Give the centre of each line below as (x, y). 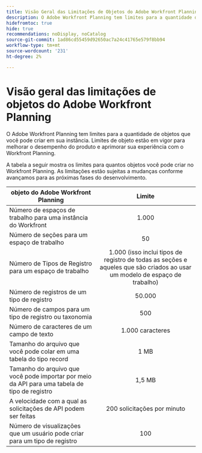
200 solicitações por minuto (145, 408)
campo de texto (32, 334)
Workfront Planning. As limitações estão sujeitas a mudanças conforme (95, 171)
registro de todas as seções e (145, 259)
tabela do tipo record (39, 359)
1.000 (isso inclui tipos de (145, 252)
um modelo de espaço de (145, 274)
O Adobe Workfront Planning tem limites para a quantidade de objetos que (98, 134)
